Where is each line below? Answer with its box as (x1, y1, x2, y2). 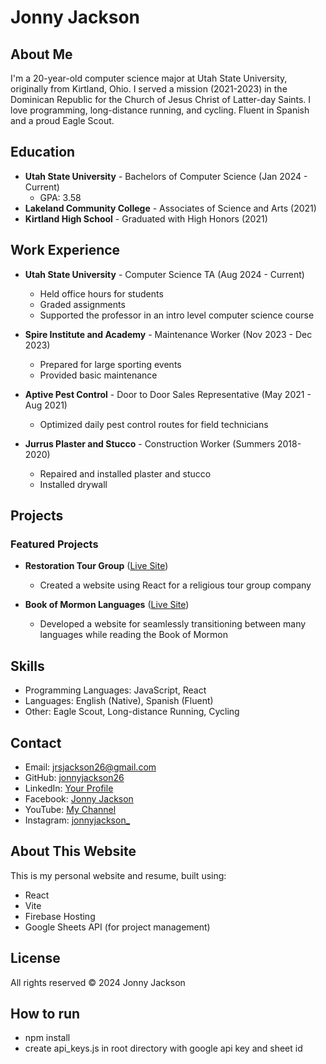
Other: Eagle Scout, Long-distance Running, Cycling (24, 706, 240, 718)
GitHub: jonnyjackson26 (24, 771, 125, 783)
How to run (10, 1005, 81, 1022)
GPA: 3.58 (39, 191, 82, 203)
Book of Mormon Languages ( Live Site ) (24, 599, 190, 611)
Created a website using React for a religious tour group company (39, 579, 312, 591)
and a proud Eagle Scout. (10, 115, 115, 126)
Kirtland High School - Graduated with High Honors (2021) (24, 212, 268, 225)
